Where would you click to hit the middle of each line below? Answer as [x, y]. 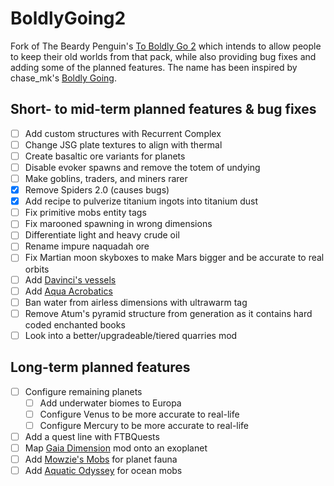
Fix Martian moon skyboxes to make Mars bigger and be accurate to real [174, 258]
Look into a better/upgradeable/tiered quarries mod [131, 335]
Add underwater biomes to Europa [110, 403]
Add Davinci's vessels [70, 279]
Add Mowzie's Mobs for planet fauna [101, 459]
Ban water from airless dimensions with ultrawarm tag [136, 302]
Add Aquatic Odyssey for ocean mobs [103, 471]
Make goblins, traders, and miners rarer [106, 178]
